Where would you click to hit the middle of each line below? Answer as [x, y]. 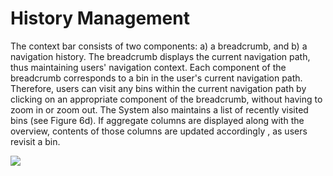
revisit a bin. [35, 141]
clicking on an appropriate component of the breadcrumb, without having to [166, 99]
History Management [100, 18]
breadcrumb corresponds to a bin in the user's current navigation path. [156, 78]
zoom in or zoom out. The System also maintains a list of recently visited [159, 109]
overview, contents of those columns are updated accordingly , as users [159, 131]
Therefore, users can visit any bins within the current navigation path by [158, 88]
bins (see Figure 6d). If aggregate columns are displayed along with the [157, 120]
